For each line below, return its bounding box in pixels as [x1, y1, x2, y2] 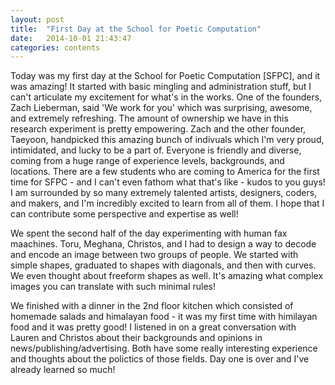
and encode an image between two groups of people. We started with [10, 249, 299, 261]
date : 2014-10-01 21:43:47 [10, 33, 132, 43]
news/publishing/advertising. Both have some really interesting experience [10, 342, 318, 355]
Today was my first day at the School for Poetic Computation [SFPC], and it [10, 70, 321, 82]
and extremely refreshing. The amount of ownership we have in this [10, 112, 289, 125]
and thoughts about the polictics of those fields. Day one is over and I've [10, 353, 310, 365]
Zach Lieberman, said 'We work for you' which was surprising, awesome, [10, 102, 313, 114]
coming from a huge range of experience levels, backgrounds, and [10, 155, 285, 167]
